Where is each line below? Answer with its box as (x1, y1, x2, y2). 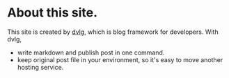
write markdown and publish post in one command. (17, 48, 165, 57)
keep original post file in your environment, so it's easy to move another (17, 55, 223, 64)
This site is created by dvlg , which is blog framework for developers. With (7, 28, 219, 36)
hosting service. (17, 63, 64, 71)
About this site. (7, 5, 97, 21)
